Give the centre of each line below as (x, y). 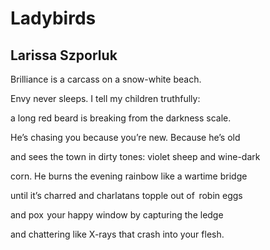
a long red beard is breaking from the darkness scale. (121, 118)
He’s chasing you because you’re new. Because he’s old (125, 137)
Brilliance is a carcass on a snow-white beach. (106, 79)
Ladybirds (53, 18)
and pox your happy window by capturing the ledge (117, 215)
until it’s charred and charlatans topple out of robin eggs (126, 195)
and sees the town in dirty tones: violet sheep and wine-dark (135, 156)
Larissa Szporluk (64, 55)
